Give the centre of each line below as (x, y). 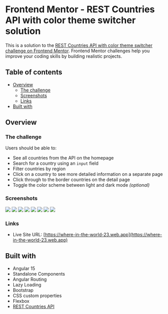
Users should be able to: (31, 148)
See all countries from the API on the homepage (63, 158)
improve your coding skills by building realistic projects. (64, 56)
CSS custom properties (37, 296)
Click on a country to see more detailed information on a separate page (88, 174)
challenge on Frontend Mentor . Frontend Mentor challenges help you (77, 51)
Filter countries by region (39, 169)
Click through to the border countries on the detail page (71, 180)
